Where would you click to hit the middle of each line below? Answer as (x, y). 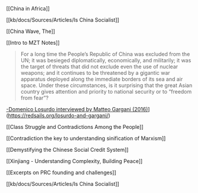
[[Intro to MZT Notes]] (33, 43)
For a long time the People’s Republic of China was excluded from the (105, 54)
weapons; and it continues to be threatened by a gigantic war (95, 73)
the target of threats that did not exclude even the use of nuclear (99, 66)
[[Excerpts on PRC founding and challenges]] (61, 172)
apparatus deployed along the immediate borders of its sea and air (102, 79)
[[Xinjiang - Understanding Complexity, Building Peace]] (74, 161)
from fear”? (35, 98)
